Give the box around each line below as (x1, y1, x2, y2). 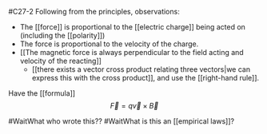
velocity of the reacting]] (19, 56, 102, 65)
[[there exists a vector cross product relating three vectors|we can (31, 65, 250, 74)
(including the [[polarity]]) (19, 31, 106, 40)
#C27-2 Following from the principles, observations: (8, 7, 180, 16)
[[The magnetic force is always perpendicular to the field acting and (19, 48, 244, 57)
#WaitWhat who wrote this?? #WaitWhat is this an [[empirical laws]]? (8, 116, 234, 126)
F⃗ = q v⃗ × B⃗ (110, 101, 159, 110)
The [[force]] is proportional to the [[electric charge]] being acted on (19, 22, 246, 31)
